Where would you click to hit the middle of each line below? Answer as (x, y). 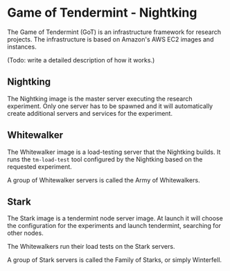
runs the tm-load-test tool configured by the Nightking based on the (105, 159)
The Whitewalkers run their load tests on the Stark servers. (91, 247)
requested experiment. (40, 166)
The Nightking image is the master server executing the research (100, 98)
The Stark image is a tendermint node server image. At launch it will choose (115, 218)
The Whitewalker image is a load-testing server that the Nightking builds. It (114, 152)
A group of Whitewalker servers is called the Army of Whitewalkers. (104, 180)
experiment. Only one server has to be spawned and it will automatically (110, 106)
